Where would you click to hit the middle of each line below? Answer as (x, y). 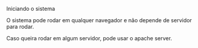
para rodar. (20, 27)
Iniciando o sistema (31, 9)
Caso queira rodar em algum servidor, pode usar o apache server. (89, 38)
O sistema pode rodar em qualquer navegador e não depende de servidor (99, 20)
